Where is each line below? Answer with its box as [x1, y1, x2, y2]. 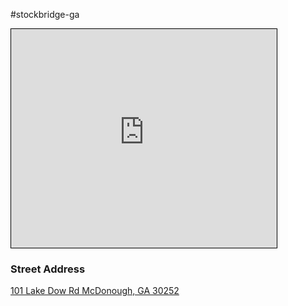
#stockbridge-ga [10, 9, 80, 20]
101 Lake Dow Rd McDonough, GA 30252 [10, 285, 180, 297]
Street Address [10, 262, 86, 276]
